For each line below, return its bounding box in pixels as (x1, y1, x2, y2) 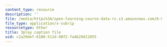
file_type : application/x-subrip (5, 21, 75, 26)
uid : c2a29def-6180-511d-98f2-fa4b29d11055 (5, 35, 97, 40)
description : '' (5, 12, 39, 17)
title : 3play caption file (5, 30, 61, 35)
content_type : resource (5, 7, 55, 12)
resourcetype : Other (5, 25, 48, 30)
